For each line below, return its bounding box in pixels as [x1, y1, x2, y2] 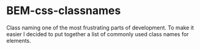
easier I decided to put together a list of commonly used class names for [6, 30, 189, 37]
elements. [6, 37, 32, 44]
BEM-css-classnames [6, 4, 121, 18]
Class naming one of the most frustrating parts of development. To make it [6, 24, 194, 31]
